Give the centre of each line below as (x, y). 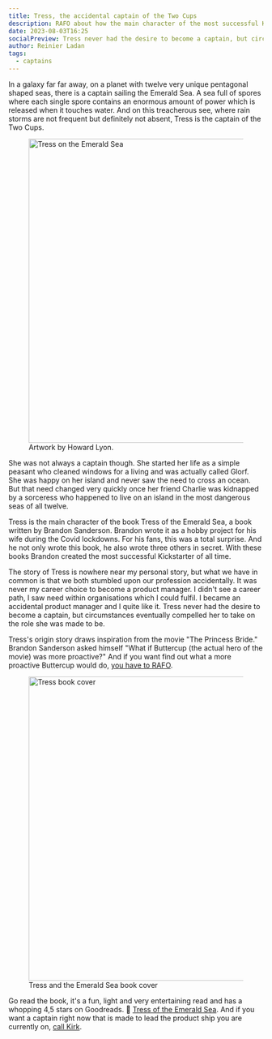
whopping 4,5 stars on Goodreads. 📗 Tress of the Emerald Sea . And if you (132, 1009)
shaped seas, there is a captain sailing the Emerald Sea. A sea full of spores (135, 92)
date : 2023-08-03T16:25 (49, 31)
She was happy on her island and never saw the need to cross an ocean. (130, 480)
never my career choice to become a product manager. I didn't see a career (134, 589)
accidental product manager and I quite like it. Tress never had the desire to (134, 606)
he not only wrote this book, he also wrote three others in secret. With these (135, 547)
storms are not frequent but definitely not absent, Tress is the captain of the (135, 118)
